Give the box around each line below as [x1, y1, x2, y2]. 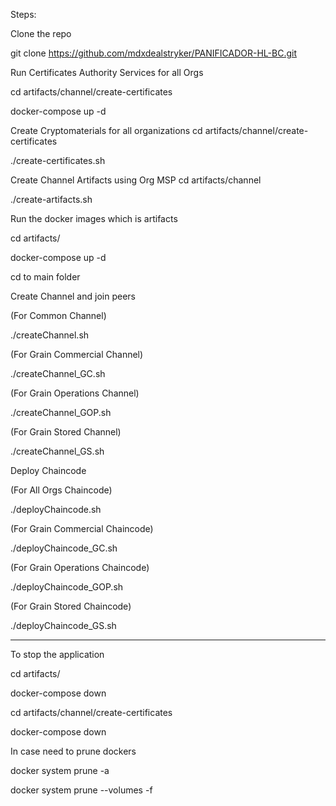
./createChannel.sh [10, 329, 90, 341]
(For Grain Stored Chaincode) [10, 600, 132, 612]
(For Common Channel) [10, 310, 107, 321]
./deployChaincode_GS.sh [10, 620, 117, 631]
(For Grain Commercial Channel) [10, 349, 144, 360]
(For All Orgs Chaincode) [10, 484, 113, 496]
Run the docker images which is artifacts [10, 213, 178, 224]
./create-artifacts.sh [10, 194, 93, 205]
